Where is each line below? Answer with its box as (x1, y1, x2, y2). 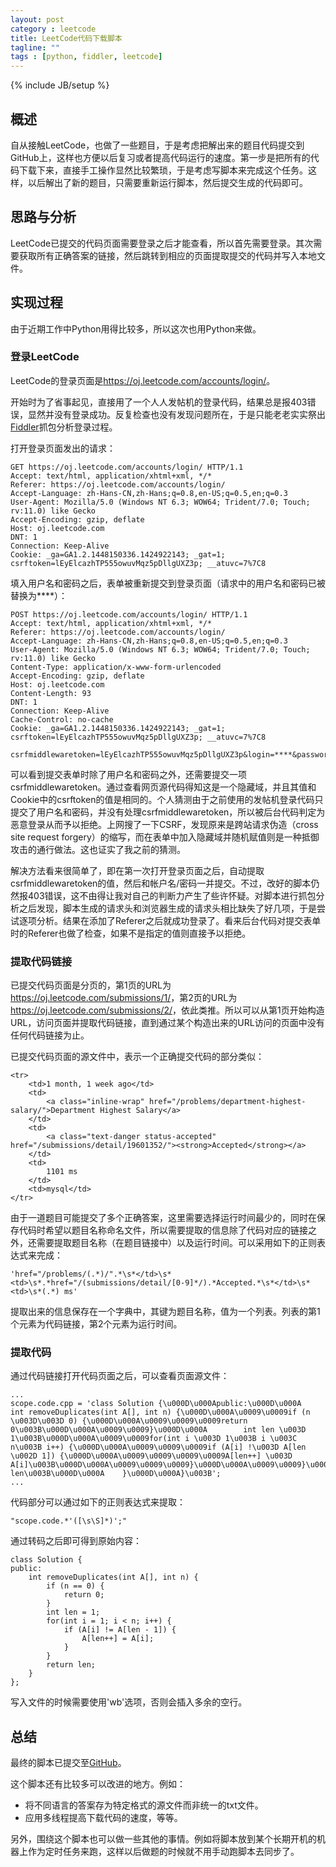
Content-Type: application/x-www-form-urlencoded (10, 662, 222, 672)
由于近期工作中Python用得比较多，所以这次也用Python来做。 (10, 322, 262, 335)
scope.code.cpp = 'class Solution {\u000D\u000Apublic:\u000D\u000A (10, 1399, 302, 1409)
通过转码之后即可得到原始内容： (10, 1535, 142, 1547)
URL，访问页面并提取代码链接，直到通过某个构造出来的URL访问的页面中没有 (10, 1017, 325, 1029)
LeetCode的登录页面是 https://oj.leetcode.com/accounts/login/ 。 (10, 374, 276, 386)
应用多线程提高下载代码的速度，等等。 (24, 1812, 183, 1824)
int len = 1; (46, 1607, 101, 1618)
